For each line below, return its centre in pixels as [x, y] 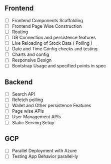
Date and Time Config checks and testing [55, 49]
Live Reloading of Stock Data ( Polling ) [52, 43]
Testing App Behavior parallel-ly [45, 156]
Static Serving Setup [33, 122]
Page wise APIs [28, 111]
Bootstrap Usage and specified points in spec [59, 66]
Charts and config [30, 54]
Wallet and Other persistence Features [51, 106]
